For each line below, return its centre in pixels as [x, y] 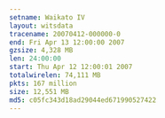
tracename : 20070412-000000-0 [65, 34]
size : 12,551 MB [39, 91]
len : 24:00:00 [35, 59]
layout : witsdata [41, 26]
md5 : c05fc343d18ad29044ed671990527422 [83, 100]
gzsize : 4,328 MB [41, 51]
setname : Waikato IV [47, 17]
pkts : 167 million [43, 83]
